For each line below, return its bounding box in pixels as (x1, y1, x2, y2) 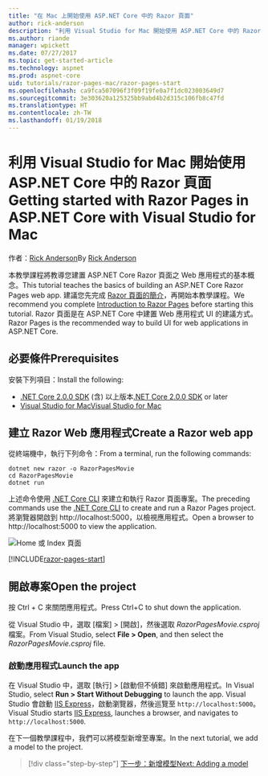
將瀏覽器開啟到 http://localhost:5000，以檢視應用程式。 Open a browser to (8, 512, 254, 523)
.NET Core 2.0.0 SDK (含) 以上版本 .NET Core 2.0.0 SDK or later (19, 392, 229, 401)
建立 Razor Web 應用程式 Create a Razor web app (8, 426, 254, 440)
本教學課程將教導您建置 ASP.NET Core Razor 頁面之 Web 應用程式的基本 (8, 270, 248, 280)
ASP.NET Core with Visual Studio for (8, 208, 256, 227)
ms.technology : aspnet (8, 64, 84, 72)
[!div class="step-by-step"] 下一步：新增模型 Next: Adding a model (27, 758, 249, 768)
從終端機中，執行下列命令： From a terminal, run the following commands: (8, 449, 252, 458)
